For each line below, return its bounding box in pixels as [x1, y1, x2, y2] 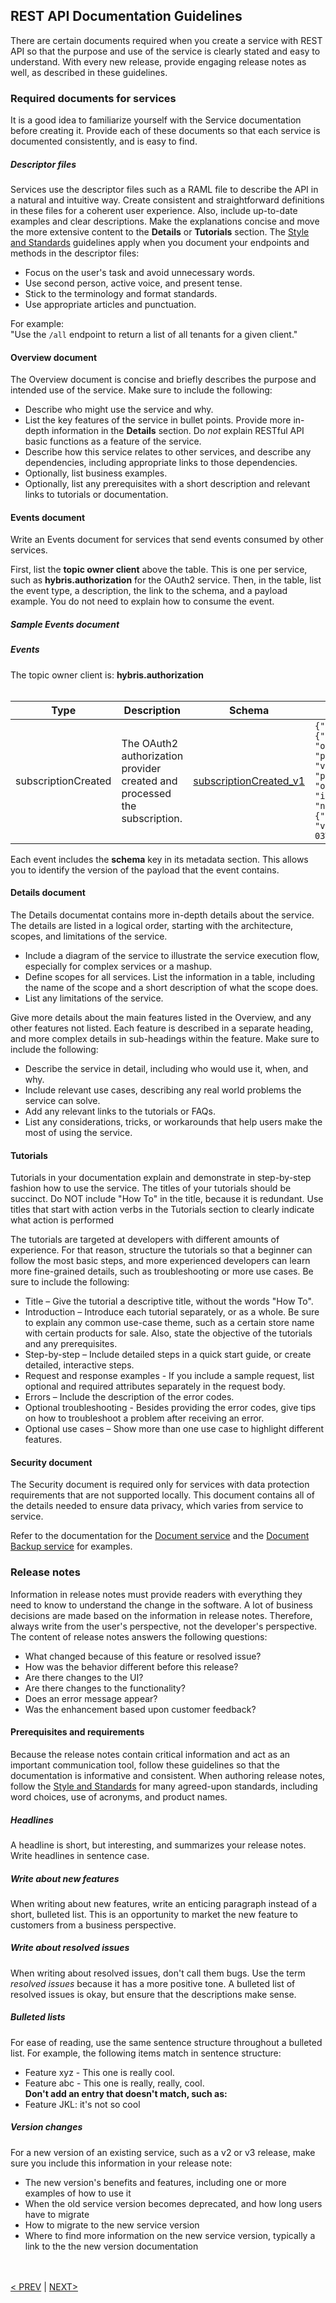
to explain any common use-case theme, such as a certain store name [24, 1317, 315, 1329]
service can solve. [24, 1095, 101, 1107]
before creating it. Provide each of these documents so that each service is [10, 125, 321, 137]
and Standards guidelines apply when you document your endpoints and [10, 237, 310, 249]
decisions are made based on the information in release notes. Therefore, [10, 1609, 313, 1621]
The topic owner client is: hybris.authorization [10, 669, 204, 681]
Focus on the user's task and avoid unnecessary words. [24, 267, 256, 279]
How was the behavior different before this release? [24, 1660, 239, 1673]
